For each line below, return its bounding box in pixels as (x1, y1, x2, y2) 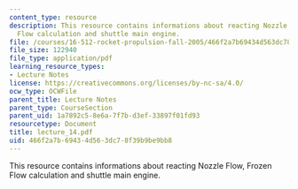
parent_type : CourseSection (9, 103, 114, 112)
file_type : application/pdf (9, 54, 114, 63)
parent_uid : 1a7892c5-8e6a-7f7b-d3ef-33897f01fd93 (9, 111, 200, 120)
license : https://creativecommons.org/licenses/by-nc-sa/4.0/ (9, 79, 244, 87)
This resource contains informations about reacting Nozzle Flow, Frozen (9, 160, 272, 170)
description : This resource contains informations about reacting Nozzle (9, 21, 288, 30)
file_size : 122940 (9, 46, 77, 55)
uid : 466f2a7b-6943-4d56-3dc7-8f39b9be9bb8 (9, 136, 173, 145)
